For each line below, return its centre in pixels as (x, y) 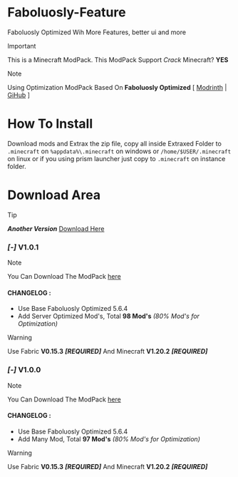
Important (22, 46)
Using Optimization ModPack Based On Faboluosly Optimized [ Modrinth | (117, 87)
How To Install (50, 124)
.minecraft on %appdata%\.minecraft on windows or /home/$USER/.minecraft (119, 151)
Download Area (54, 195)
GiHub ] (19, 95)
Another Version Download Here (56, 228)
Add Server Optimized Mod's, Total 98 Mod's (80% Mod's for (108, 316)
